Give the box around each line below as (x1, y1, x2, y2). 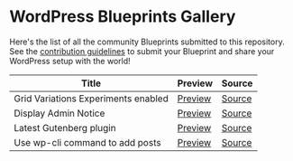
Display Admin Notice (14, 107, 105, 119)
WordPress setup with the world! (9, 55, 131, 66)
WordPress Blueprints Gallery (9, 6, 236, 27)
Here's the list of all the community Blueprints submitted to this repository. (9, 36, 286, 47)
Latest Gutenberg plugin (14, 121, 116, 134)
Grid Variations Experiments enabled (14, 92, 169, 105)
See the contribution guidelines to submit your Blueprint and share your (9, 45, 275, 56)
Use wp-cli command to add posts (14, 136, 161, 148)
